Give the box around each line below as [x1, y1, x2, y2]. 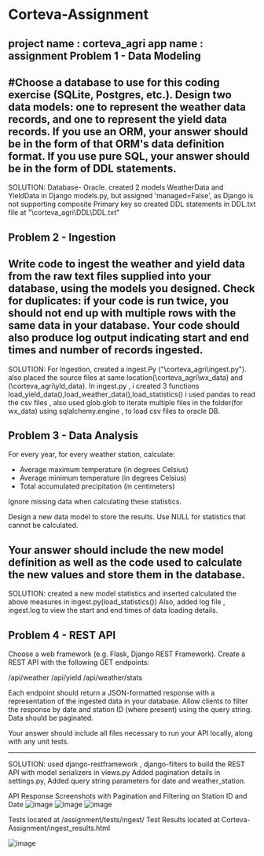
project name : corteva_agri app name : [8, 37, 204, 50]
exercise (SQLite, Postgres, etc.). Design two [8, 88, 232, 101]
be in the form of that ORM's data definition [8, 137, 225, 150]
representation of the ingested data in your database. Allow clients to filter [8, 696, 249, 706]
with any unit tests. [8, 737, 69, 747]
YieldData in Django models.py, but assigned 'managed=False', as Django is [8, 191, 254, 201]
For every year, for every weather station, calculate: [8, 450, 175, 459]
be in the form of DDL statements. [8, 161, 177, 175]
